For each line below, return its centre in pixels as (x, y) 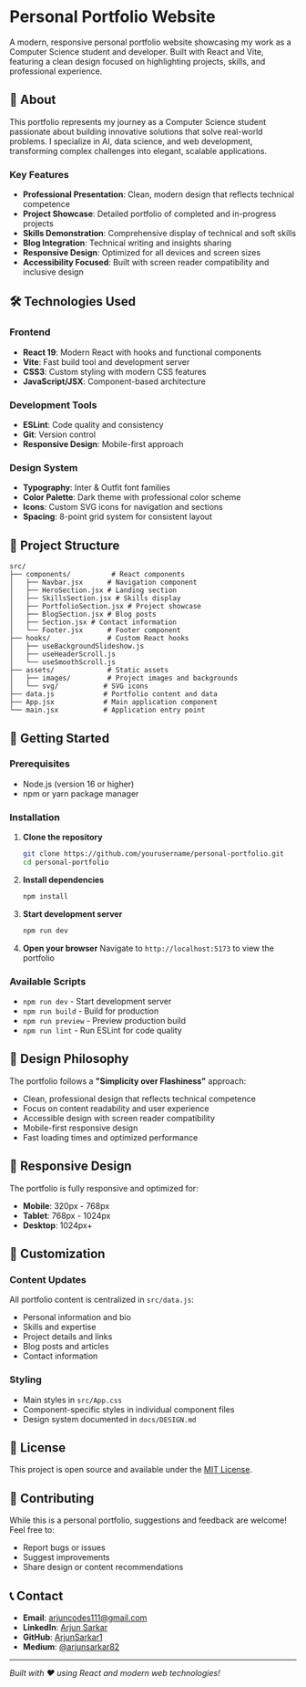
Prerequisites (40, 764)
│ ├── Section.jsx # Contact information (93, 622)
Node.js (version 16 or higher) (78, 784)
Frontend (30, 332)
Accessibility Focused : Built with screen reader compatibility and (146, 263)
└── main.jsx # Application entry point (107, 710)
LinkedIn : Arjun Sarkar (65, 1627)
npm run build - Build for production (91, 1011)
